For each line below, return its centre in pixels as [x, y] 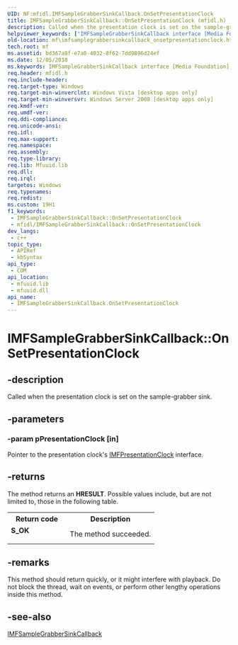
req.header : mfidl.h [38, 73]
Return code [37, 519]
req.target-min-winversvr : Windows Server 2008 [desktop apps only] [110, 100]
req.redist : [25, 198]
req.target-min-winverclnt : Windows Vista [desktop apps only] [103, 93]
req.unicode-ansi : [34, 126]
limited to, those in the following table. [63, 501]
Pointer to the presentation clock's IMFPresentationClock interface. [106, 455]
